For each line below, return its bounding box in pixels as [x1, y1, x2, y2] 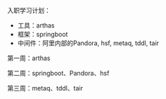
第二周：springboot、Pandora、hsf [7, 69, 110, 77]
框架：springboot [17, 30, 68, 38]
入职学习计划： [7, 6, 51, 14]
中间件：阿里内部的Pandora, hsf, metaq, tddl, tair [17, 39, 160, 47]
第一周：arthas [7, 54, 51, 62]
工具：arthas [17, 21, 55, 30]
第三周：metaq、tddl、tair [7, 84, 83, 92]
